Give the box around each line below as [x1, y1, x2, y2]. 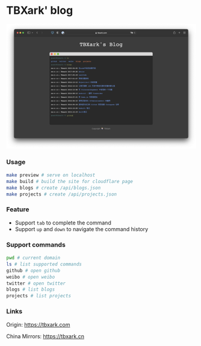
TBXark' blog [6, 4, 73, 17]
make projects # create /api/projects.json [6, 191, 117, 197]
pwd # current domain [6, 255, 61, 261]
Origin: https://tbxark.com [6, 321, 70, 328]
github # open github [6, 267, 61, 274]
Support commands [6, 240, 66, 249]
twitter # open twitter [6, 280, 66, 286]
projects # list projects [6, 293, 71, 299]
